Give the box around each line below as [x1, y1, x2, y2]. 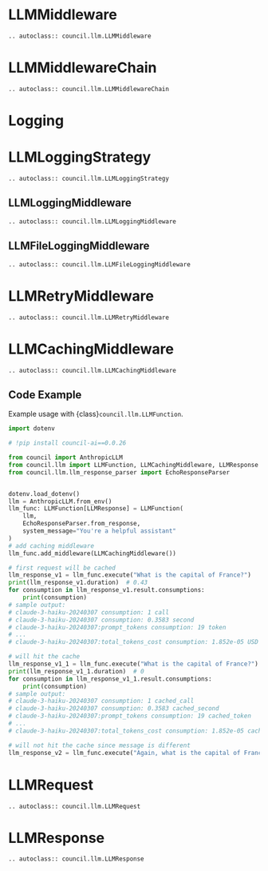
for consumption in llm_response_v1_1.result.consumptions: [8, 674, 213, 683]
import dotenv [8, 425, 56, 433]
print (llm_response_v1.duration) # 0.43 [8, 578, 148, 587]
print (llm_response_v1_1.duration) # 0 [8, 667, 145, 675]
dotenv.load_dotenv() [8, 489, 81, 497]
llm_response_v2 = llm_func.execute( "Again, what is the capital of [8, 749, 241, 757]
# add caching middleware [8, 541, 94, 549]
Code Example [8, 388, 82, 402]
